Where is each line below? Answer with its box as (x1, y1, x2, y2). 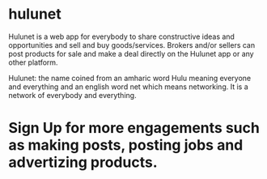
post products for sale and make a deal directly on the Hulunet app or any (8, 49, 254, 58)
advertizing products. (8, 153, 158, 172)
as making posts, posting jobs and (8, 136, 244, 155)
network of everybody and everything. (8, 90, 137, 100)
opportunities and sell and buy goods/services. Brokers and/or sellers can (8, 40, 256, 49)
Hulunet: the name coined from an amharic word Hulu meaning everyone (8, 73, 252, 83)
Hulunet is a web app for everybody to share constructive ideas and (8, 32, 235, 41)
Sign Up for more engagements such (8, 119, 261, 138)
